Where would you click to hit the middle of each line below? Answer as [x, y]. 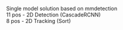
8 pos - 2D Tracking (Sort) [39, 21]
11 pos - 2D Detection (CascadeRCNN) [53, 15]
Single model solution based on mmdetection [62, 9]
